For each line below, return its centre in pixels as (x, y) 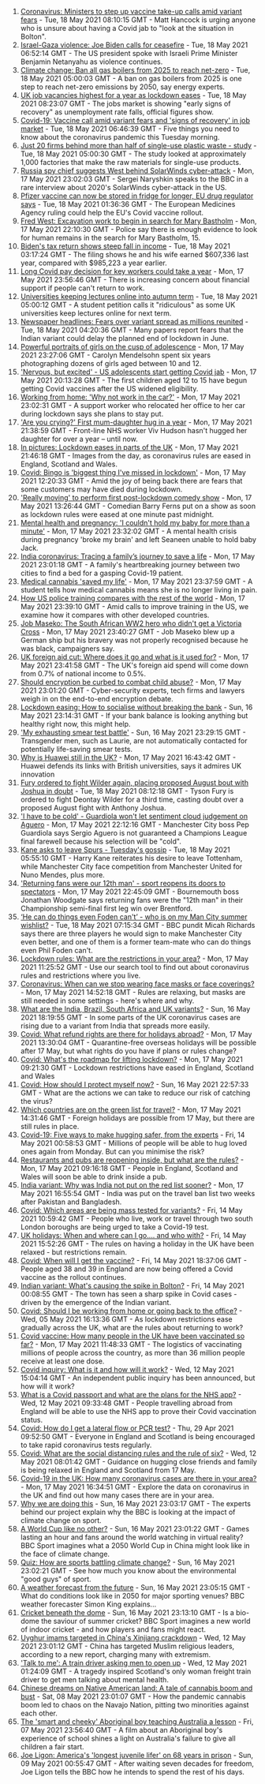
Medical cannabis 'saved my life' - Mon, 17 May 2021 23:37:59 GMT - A (136, 582)
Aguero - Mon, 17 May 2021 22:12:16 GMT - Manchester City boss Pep (134, 825)
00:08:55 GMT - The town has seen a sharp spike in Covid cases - (129, 1294)
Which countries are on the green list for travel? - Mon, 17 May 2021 (131, 1109)
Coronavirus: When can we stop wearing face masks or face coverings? (137, 984)
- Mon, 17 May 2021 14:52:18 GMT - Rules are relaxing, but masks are (133, 992)
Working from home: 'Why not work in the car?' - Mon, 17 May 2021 (130, 397)
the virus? (37, 1101)
